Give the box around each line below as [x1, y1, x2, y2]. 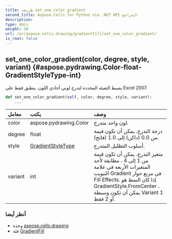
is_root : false [5, 36, 38, 41]
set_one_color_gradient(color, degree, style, [5, 55, 149, 64]
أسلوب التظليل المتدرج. [94, 142, 145, 149]
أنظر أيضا [5, 211, 26, 218]
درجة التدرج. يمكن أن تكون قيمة [94, 127, 163, 135]
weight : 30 [5, 27, 29, 32]
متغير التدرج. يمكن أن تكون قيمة [94, 150, 163, 158]
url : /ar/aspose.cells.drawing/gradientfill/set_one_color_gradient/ [5, 31, 157, 36]
